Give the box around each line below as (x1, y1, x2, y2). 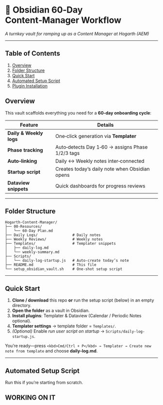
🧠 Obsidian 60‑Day (5, 4, 83, 16)
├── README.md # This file (5, 262, 97, 268)
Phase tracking (7, 147, 43, 153)
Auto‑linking (7, 157, 37, 164)
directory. (12, 303, 32, 308)
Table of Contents (5, 50, 61, 58)
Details (97, 121, 114, 128)
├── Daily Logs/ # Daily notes (5, 233, 101, 237)
